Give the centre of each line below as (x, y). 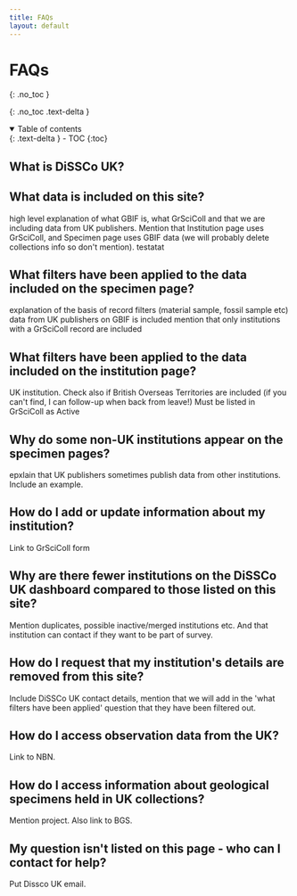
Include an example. (46, 485)
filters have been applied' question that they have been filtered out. (133, 707)
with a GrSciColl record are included (76, 329)
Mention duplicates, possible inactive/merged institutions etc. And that (139, 625)
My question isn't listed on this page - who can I (145, 848)
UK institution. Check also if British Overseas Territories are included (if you (148, 392)
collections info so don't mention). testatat (87, 247)
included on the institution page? (103, 371)
